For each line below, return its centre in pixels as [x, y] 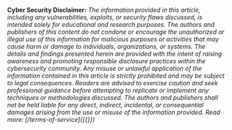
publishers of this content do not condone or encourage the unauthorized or [116, 32]
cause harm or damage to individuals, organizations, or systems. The [106, 46]
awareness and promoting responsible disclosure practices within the [106, 61]
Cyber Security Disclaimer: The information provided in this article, [104, 10]
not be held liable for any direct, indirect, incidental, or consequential [105, 105]
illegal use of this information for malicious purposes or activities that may [113, 39]
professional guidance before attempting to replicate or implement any [108, 90]
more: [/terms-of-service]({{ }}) [51, 119]
